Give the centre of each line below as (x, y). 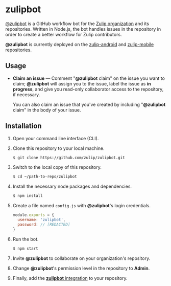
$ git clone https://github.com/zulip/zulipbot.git (69, 158)
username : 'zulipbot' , (42, 220)
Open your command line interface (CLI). (56, 138)
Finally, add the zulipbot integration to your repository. (70, 278)
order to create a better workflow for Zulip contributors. (64, 34)
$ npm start (25, 248)
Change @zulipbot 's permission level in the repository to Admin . (81, 268)
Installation (23, 126)
